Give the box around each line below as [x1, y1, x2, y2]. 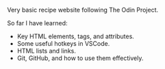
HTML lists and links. [16, 47, 77, 55]
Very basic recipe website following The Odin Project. [7, 6, 159, 14]
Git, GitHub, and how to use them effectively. [16, 54, 144, 62]
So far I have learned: [7, 19, 68, 27]
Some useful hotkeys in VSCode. [16, 40, 110, 47]
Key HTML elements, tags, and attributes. [16, 32, 135, 40]
